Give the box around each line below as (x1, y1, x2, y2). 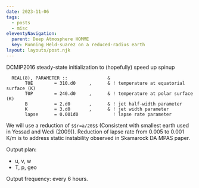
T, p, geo (14, 164, 38, 171)
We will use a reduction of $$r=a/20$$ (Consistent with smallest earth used (6, 122, 189, 129)
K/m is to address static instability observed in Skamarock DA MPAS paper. (6, 134, 191, 141)
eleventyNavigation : (6, 31, 58, 37)
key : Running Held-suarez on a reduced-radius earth (11, 42, 145, 48)
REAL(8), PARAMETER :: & (11, 75, 111, 81)
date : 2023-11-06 (6, 8, 49, 15)
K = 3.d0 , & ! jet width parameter (24, 106, 169, 112)
